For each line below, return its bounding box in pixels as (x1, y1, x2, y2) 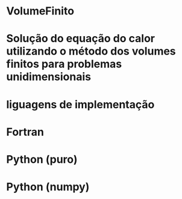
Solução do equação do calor (6, 32, 155, 46)
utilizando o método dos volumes (6, 44, 176, 58)
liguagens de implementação (6, 97, 155, 111)
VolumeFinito (6, 4, 74, 18)
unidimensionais (6, 70, 92, 84)
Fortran (6, 125, 44, 139)
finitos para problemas (6, 57, 122, 71)
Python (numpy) (6, 180, 90, 194)
